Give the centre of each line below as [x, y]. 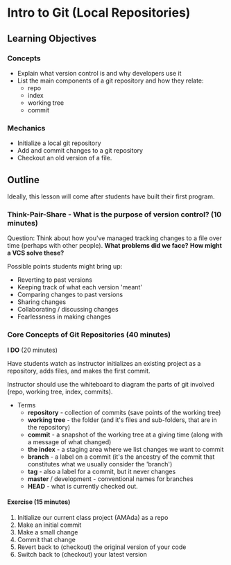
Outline [23, 179]
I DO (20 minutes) [32, 350]
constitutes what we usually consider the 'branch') [100, 464]
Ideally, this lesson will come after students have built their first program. [111, 196]
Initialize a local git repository [59, 143]
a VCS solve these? [36, 253]
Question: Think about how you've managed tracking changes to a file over [114, 238]
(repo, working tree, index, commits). [60, 391]
